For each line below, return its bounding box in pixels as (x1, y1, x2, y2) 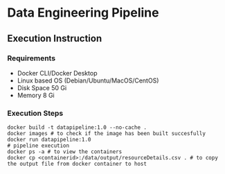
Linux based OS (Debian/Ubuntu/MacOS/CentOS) (17, 76, 159, 85)
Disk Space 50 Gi (17, 83, 67, 92)
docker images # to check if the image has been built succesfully (7, 130, 206, 137)
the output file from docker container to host (7, 161, 147, 168)
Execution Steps (7, 108, 64, 118)
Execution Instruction (7, 33, 102, 44)
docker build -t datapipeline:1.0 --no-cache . (7, 124, 147, 131)
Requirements (7, 53, 56, 63)
